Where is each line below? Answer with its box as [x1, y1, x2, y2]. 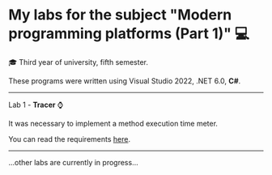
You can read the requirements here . [8, 134, 131, 143]
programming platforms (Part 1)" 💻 [8, 24, 249, 43]
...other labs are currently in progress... [8, 157, 139, 167]
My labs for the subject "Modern [8, 6, 232, 24]
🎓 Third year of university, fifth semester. [8, 57, 148, 66]
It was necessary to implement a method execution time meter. [8, 118, 219, 128]
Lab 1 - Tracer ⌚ [8, 100, 63, 109]
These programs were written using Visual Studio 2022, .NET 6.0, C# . [8, 75, 241, 86]
